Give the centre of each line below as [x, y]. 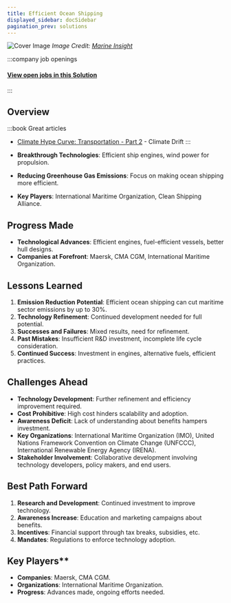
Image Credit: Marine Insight [92, 46]
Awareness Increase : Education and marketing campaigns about [109, 518]
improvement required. [49, 406]
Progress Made [41, 225]
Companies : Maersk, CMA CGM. [64, 578]
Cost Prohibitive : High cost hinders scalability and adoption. [103, 413]
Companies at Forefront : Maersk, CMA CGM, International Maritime [113, 257]
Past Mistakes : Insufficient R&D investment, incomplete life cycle [109, 339]
